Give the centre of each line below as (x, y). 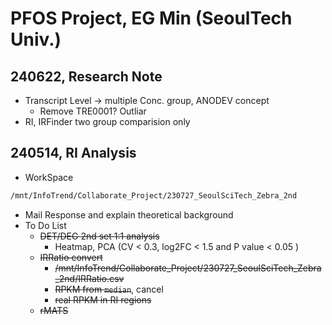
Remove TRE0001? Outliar (93, 111)
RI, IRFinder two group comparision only (107, 121)
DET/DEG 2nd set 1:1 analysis (99, 236)
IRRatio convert (71, 257)
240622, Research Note (86, 76)
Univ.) (36, 39)
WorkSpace (49, 177)
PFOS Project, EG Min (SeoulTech (151, 18)
